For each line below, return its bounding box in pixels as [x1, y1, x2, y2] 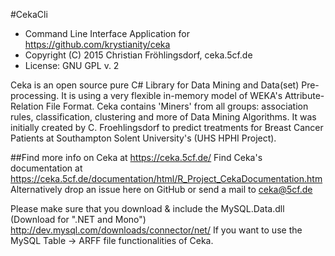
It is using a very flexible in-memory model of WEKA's [61, 90, 283, 101]
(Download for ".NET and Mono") [10, 214, 147, 225]
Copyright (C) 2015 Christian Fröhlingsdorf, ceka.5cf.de [24, 49, 253, 61]
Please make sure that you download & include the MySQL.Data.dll [10, 203, 285, 214]
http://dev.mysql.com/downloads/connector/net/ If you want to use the [10, 224, 303, 236]
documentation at [10, 162, 83, 174]
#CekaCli [10, 9, 48, 20]
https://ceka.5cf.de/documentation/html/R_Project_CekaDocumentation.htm [10, 173, 323, 184]
